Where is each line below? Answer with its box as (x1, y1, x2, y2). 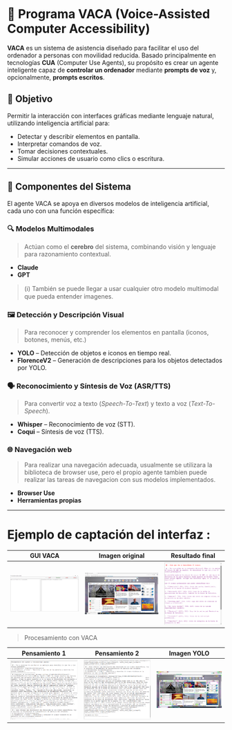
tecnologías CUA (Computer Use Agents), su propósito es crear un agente (7, 58, 219, 66)
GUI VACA (30, 552, 60, 560)
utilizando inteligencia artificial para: (7, 119, 110, 127)
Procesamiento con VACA (23, 634, 98, 642)
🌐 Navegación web (7, 445, 72, 455)
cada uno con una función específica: (7, 207, 115, 215)
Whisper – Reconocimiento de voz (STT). (17, 420, 136, 429)
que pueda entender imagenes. (23, 292, 114, 300)
